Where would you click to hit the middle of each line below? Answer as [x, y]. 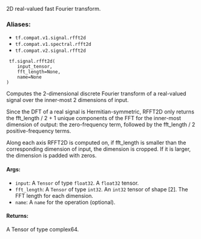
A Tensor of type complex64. [43, 229]
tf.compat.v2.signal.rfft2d [50, 51]
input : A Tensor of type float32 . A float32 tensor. [77, 183]
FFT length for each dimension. [54, 196]
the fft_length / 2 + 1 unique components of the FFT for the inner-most [94, 118]
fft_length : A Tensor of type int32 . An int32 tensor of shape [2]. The [101, 189]
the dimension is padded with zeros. [51, 156]
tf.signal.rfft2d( [32, 62]
